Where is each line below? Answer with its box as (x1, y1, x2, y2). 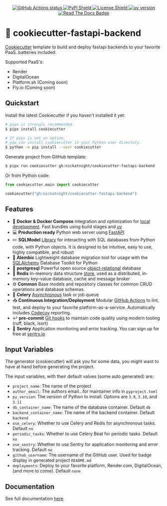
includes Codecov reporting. (12, 309, 71, 315)
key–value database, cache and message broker (30, 275, 131, 281)
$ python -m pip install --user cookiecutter (5, 145, 101, 150)
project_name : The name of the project (12, 383, 92, 389)
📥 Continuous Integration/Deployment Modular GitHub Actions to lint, (12, 297, 160, 303)
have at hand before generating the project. (5, 364, 95, 370)
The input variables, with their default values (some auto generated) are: (5, 373, 154, 379)
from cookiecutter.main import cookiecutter (5, 182, 99, 187)
